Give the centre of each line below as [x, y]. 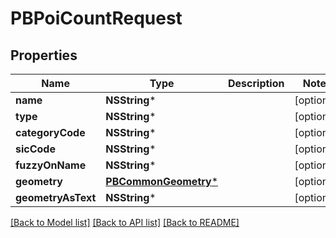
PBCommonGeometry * [162, 181]
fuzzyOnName [51, 165]
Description [256, 83]
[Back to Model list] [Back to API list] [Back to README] [125, 222]
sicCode [35, 149]
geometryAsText [56, 197]
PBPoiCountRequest [96, 18]
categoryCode [50, 132]
